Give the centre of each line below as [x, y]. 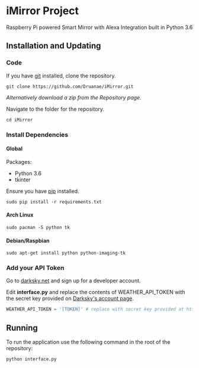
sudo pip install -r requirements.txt [54, 202]
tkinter [23, 179]
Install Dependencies [37, 134]
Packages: [19, 162]
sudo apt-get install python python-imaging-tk [66, 253]
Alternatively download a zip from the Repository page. [74, 97]
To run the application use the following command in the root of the [88, 342]
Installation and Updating [54, 46]
